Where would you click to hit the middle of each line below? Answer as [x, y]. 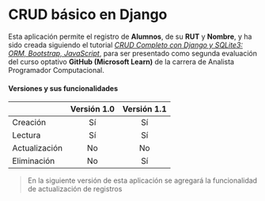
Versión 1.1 [145, 109]
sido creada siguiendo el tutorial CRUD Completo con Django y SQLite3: [126, 44]
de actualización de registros [75, 189]
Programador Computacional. [56, 70]
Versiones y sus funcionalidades [63, 88]
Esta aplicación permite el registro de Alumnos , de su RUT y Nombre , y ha [130, 36]
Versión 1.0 [92, 109]
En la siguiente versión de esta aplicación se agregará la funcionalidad [142, 180]
